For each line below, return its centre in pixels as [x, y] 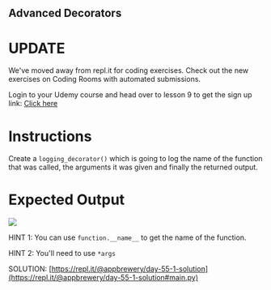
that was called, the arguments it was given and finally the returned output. [133, 167]
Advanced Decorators [65, 13]
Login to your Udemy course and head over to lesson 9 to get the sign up [130, 95]
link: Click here [33, 104]
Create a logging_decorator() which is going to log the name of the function [135, 159]
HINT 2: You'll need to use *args [62, 254]
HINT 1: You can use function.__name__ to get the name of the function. [127, 237]
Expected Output [67, 200]
